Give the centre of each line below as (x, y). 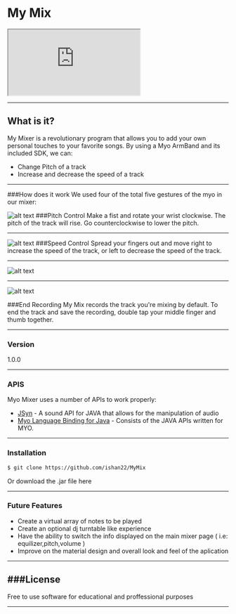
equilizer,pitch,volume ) (51, 543)
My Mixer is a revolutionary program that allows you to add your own (107, 138)
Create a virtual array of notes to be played (79, 521)
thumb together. (31, 319)
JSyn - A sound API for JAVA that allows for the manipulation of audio (118, 413)
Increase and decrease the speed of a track (81, 174)
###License (34, 580)
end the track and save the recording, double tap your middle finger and (112, 312)
